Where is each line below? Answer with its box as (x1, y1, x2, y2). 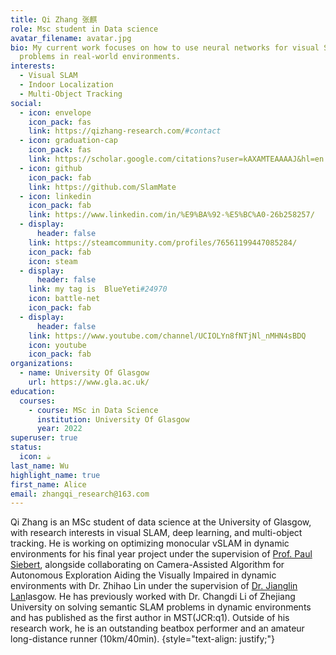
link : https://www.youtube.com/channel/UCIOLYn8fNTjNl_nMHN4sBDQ (28, 331, 307, 341)
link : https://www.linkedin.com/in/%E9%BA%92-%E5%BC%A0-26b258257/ (28, 210, 315, 220)
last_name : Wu (10, 461, 70, 471)
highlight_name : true (10, 470, 101, 480)
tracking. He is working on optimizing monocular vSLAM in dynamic (10, 537, 290, 550)
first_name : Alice (10, 479, 87, 490)
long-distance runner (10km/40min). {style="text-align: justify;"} (10, 633, 275, 645)
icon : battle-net (28, 294, 101, 304)
